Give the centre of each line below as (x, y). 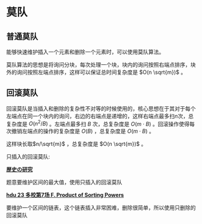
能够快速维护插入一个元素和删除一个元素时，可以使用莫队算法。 (85, 52)
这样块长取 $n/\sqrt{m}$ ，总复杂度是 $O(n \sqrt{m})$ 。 (76, 144)
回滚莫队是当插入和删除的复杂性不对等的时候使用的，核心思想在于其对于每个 (101, 108)
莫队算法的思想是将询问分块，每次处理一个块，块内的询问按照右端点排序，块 (101, 65)
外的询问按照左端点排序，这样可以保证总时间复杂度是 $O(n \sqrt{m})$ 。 (96, 72)
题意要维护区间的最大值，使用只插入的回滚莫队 (64, 182)
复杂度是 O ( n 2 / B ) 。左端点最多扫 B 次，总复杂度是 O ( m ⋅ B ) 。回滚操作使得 (98, 123)
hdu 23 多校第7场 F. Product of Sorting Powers (65, 195)
